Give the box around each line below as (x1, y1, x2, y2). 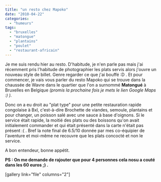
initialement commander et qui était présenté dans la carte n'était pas (5, 122, 144, 128)
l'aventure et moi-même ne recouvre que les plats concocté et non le (5, 132, 143, 139)
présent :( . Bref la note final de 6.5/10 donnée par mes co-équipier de (5, 127, 145, 133)
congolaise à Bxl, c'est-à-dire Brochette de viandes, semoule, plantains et (5, 107, 153, 112)
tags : (5, 25, 16, 30)
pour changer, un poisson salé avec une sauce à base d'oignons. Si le (5, 112, 145, 118)
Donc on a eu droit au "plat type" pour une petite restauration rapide (5, 102, 142, 108)
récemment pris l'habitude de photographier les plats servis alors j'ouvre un (5, 66, 157, 72)
